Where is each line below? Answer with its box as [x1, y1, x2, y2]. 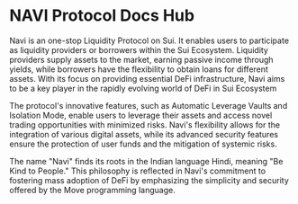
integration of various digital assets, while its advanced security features [9, 129, 279, 139]
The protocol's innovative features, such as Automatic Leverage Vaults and [9, 100, 288, 111]
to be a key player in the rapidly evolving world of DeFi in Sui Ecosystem [9, 83, 277, 93]
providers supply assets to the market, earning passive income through [9, 54, 274, 65]
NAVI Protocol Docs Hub [9, 5, 195, 26]
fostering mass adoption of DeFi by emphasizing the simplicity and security [9, 174, 290, 185]
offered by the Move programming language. [9, 184, 176, 195]
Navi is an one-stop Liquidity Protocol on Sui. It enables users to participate [9, 35, 290, 46]
